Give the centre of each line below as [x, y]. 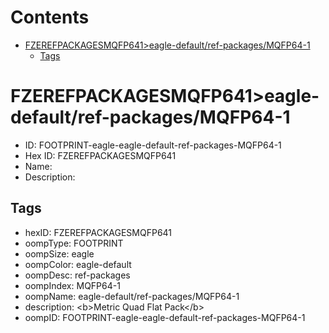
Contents [50, 17]
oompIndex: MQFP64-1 [72, 285]
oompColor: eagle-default [78, 264]
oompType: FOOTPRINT [74, 243]
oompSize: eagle [59, 253]
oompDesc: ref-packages [77, 275]
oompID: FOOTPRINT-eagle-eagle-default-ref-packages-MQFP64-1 [165, 317]
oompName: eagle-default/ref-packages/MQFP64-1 [132, 296]
